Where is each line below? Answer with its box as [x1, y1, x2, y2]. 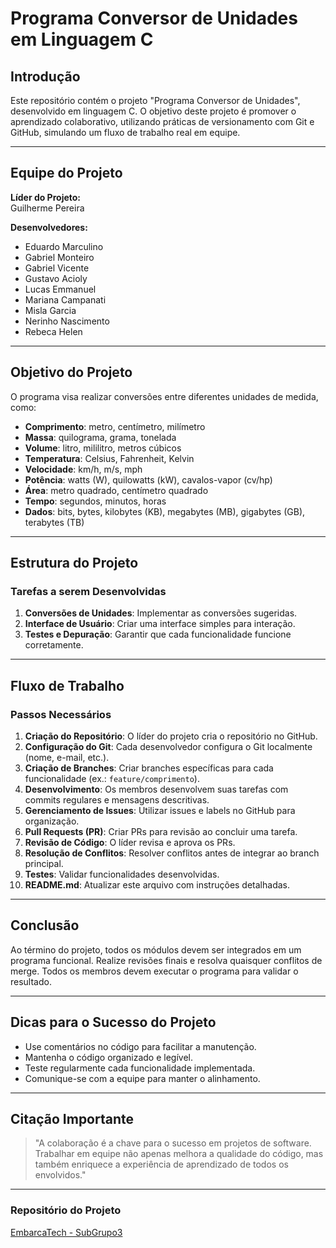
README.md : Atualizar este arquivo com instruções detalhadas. [24, 879, 290, 891]
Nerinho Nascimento [24, 315, 110, 327]
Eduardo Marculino [24, 240, 104, 252]
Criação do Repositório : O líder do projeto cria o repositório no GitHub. [24, 730, 318, 742]
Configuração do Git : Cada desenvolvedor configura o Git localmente [24, 741, 313, 752]
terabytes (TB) [24, 516, 85, 528]
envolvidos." [34, 1169, 87, 1181]
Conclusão [10, 917, 80, 934]
